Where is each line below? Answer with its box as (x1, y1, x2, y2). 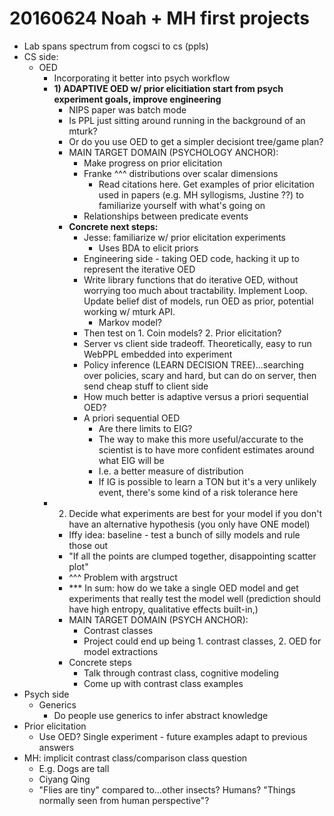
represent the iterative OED (83, 263, 196, 275)
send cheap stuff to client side (83, 380, 209, 392)
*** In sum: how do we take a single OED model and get (68, 582, 299, 594)
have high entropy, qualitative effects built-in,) (68, 603, 259, 615)
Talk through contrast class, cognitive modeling (83, 667, 279, 679)
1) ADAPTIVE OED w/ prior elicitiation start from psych (53, 82, 284, 94)
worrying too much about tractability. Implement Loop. (83, 284, 308, 296)
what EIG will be (98, 454, 165, 466)
